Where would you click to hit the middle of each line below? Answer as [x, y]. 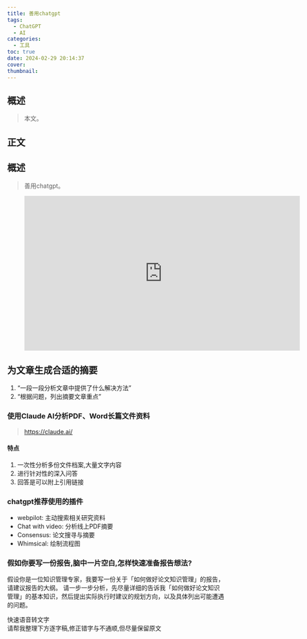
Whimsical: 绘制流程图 [49, 543]
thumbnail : [23, 71]
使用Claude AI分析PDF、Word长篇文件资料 [78, 416]
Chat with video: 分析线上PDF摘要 [65, 526]
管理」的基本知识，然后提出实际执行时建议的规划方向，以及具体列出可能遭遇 [116, 596]
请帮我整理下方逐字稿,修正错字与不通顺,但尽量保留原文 [84, 628]
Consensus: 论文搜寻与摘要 [56, 535]
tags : [15, 20]
